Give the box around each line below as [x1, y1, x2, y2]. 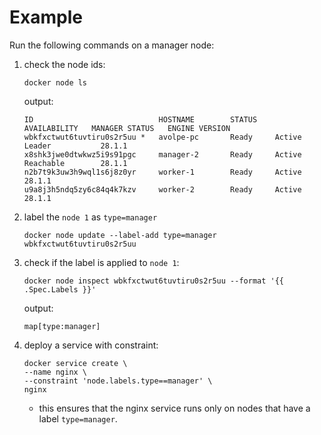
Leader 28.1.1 [23, 141, 128, 151]
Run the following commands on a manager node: [9, 39, 215, 51]
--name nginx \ [23, 367, 88, 377]
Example [9, 6, 83, 29]
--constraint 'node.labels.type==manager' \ [23, 376, 213, 386]
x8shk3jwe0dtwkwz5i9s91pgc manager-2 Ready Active [23, 149, 302, 160]
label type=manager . [38, 412, 118, 425]
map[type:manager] [23, 321, 101, 331]
